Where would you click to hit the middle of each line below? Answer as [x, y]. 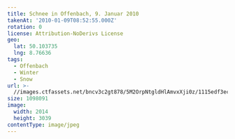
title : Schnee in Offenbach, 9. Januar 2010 [73, 14]
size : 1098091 [28, 99]
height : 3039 [33, 118]
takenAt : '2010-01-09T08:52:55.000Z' [62, 20]
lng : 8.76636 [33, 53]
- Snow [23, 79]
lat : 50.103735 [36, 46]
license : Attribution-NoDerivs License [65, 33]
